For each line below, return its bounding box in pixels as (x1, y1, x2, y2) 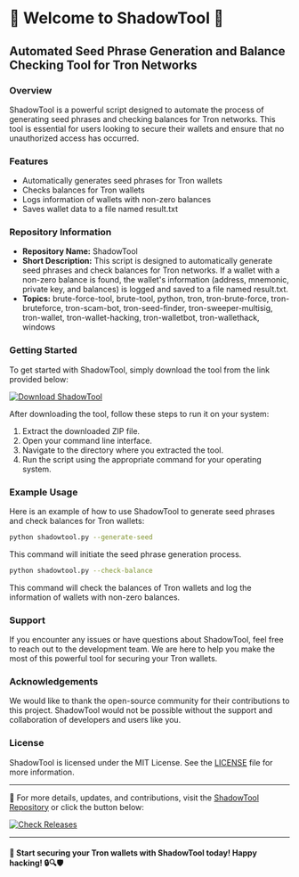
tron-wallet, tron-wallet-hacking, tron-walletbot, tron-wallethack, (21, 312, 260, 324)
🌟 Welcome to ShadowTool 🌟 (9, 8, 224, 29)
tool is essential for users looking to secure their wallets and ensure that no (9, 123, 285, 134)
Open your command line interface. (21, 435, 153, 446)
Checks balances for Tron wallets (21, 184, 145, 195)
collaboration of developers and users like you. (9, 715, 182, 725)
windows (21, 322, 56, 332)
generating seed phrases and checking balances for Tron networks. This (9, 113, 276, 124)
